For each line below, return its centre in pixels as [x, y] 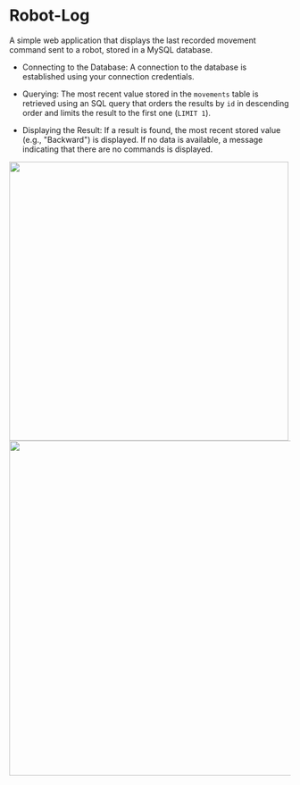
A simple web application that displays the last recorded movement [133, 40]
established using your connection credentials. [108, 76]
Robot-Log [50, 16]
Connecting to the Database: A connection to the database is [134, 67]
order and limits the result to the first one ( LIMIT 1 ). [117, 113]
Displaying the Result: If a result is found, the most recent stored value [151, 129]
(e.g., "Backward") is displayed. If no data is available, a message [142, 139]
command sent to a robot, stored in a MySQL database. [111, 49]
